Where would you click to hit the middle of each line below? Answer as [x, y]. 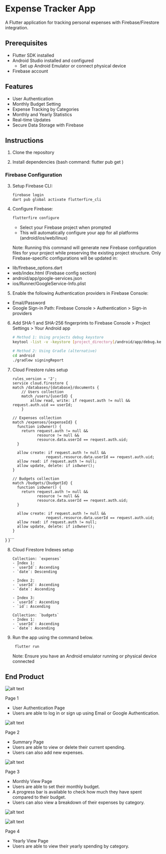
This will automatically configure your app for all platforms [79, 233]
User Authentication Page [39, 708]
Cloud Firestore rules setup [40, 370]
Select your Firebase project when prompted [65, 228]
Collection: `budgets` [36, 615]
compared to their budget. [39, 797]
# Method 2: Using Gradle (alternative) [55, 351]
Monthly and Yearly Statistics [42, 114]
